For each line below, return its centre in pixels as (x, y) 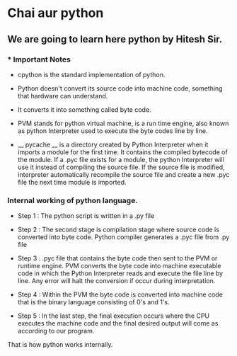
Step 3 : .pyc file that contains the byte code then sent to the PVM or (117, 258)
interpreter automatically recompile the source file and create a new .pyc (123, 174)
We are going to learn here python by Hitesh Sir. (115, 39)
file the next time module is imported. (72, 182)
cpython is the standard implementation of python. (91, 74)
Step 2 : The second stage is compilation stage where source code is (118, 230)
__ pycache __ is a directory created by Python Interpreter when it (113, 144)
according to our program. (56, 331)
